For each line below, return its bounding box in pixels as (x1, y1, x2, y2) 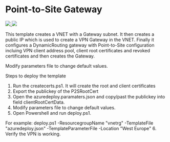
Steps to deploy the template (5, 73, 67, 79)
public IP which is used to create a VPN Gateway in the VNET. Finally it (5, 36, 155, 43)
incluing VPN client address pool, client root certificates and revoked (5, 47, 150, 53)
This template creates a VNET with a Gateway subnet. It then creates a (5, 31, 155, 37)
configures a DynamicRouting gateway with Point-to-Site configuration (5, 42, 155, 48)
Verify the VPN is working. (5, 131, 61, 137)
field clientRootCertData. (12, 99, 65, 105)
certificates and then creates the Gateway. (5, 53, 95, 59)
